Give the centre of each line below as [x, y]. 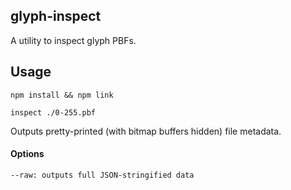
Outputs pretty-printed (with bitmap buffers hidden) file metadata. [146, 131]
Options [27, 154]
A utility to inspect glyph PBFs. [73, 40]
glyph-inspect [56, 16]
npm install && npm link [62, 95]
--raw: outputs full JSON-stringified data [102, 175]
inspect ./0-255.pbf [53, 112]
